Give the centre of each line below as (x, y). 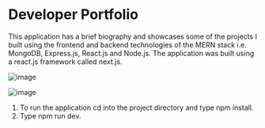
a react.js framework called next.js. (65, 62)
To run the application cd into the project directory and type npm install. (136, 107)
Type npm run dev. (50, 115)
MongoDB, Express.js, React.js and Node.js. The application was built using (131, 53)
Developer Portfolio (73, 15)
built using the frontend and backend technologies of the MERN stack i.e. (127, 44)
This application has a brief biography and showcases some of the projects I (133, 36)
